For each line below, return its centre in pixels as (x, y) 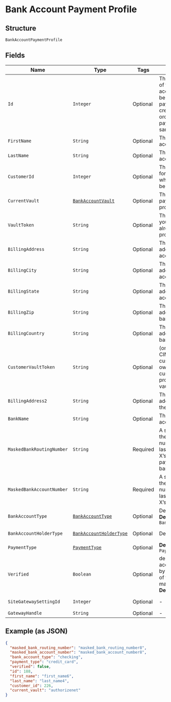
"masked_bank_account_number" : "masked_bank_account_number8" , (78, 653)
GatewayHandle (25, 613)
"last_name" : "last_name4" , (40, 681)
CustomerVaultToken (31, 367)
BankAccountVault (94, 201)
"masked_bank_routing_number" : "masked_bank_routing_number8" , (78, 648)
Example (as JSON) (36, 631)
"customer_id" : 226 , (32, 686)
